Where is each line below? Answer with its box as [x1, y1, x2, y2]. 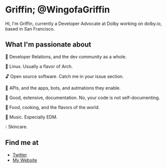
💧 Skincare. [5, 123, 28, 129]
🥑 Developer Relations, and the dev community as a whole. [5, 53, 127, 59]
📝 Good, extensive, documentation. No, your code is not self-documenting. [5, 94, 160, 100]
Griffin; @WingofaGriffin [5, 4, 110, 15]
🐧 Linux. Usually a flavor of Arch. [5, 63, 73, 69]
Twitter [12, 151, 28, 157]
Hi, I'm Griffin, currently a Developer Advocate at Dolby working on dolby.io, [5, 20, 162, 26]
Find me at [5, 138, 39, 147]
